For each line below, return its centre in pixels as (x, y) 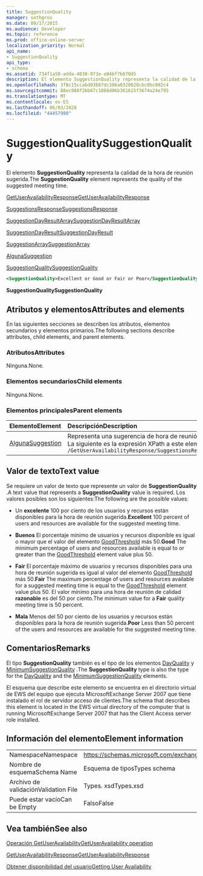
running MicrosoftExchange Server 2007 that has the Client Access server (99, 713)
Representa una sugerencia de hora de (122, 436)
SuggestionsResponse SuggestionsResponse (62, 209)
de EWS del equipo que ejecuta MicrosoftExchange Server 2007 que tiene (99, 694)
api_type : (19, 62)
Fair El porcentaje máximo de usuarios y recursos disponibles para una (103, 566)
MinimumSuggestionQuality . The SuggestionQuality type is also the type (98, 669)
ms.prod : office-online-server (46, 40)
